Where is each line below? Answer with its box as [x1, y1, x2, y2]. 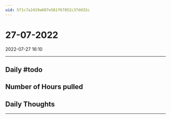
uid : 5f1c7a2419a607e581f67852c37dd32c [5, 7, 90, 13]
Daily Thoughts [5, 100, 55, 108]
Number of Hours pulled [5, 83, 83, 91]
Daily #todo [5, 65, 43, 74]
